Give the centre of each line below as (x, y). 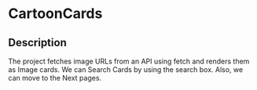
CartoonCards (55, 14)
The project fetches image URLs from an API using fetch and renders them (129, 61)
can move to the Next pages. (55, 78)
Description (37, 43)
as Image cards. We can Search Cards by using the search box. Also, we (126, 70)
